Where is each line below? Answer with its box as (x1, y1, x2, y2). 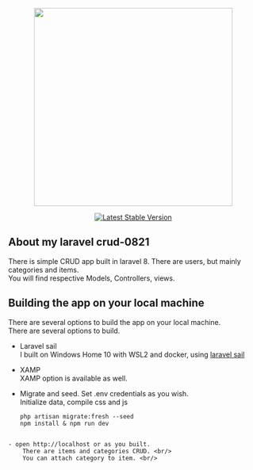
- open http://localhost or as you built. (8, 440, 151, 448)
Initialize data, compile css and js (19, 397, 128, 407)
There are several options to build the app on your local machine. (8, 317, 221, 327)
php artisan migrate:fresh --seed (19, 412, 134, 420)
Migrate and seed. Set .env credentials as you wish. (19, 388, 189, 398)
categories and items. (8, 265, 79, 274)
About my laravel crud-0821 (8, 235, 150, 249)
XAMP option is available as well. (19, 373, 128, 383)
